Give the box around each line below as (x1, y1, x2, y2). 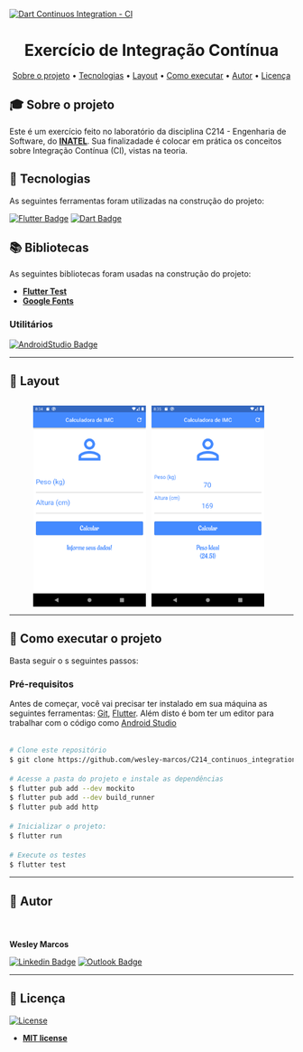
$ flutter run (9, 831, 63, 841)
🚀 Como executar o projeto (9, 631, 162, 646)
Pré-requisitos (9, 678, 74, 690)
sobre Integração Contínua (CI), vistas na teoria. (9, 145, 188, 155)
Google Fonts (22, 296, 74, 306)
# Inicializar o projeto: (9, 822, 106, 831)
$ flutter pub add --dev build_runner (9, 794, 155, 803)
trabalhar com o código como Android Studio (9, 718, 178, 728)
